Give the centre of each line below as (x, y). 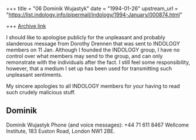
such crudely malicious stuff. (41, 92)
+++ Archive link (26, 26)
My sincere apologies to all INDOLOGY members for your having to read (93, 86)
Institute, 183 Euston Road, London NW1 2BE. (61, 131)
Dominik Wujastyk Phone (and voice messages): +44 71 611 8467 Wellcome (97, 125)
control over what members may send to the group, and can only (85, 56)
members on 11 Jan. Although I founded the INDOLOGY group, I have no (93, 50)
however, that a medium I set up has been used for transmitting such (89, 69)
